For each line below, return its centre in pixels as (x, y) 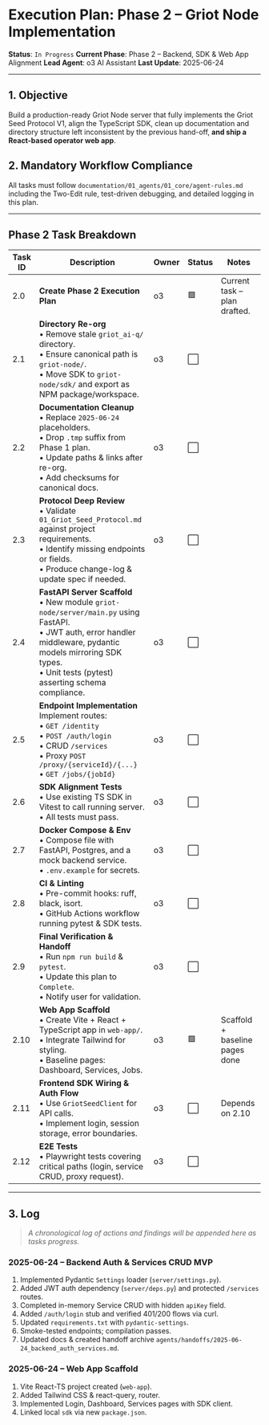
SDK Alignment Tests (80, 787)
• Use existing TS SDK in (85, 797)
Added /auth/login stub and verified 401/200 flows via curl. (119, 1314)
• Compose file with (76, 840)
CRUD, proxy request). (81, 1177)
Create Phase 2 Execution (89, 291)
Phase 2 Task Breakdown (72, 235)
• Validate (57, 511)
